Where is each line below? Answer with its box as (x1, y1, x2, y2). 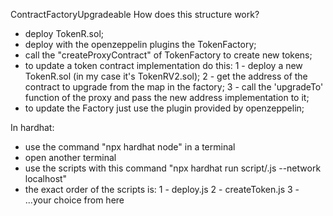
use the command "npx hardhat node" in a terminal (24, 141, 236, 153)
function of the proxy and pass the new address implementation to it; (24, 92, 310, 103)
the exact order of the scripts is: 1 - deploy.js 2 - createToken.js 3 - (24, 184, 300, 195)
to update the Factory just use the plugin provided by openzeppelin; (24, 102, 305, 114)
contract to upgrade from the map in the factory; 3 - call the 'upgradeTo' (24, 81, 324, 93)
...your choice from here (24, 194, 125, 206)
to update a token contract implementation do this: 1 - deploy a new (24, 60, 303, 71)
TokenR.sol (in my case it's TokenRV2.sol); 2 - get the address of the (24, 70, 308, 82)
